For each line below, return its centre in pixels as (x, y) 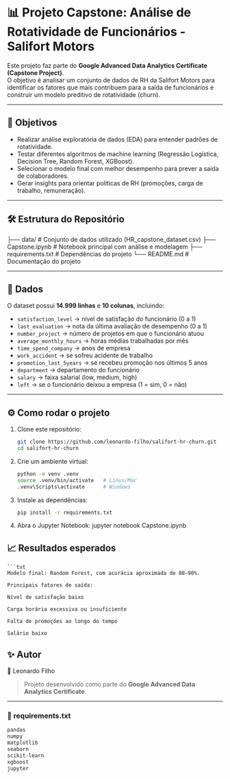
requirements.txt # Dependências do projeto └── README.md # (98, 253)
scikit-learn (26, 756)
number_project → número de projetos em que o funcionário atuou (110, 334)
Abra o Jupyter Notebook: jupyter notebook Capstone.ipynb (102, 526)
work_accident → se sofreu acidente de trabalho (85, 355)
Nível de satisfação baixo (46, 598)
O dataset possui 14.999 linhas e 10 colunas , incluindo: (86, 306)
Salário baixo (27, 633)
